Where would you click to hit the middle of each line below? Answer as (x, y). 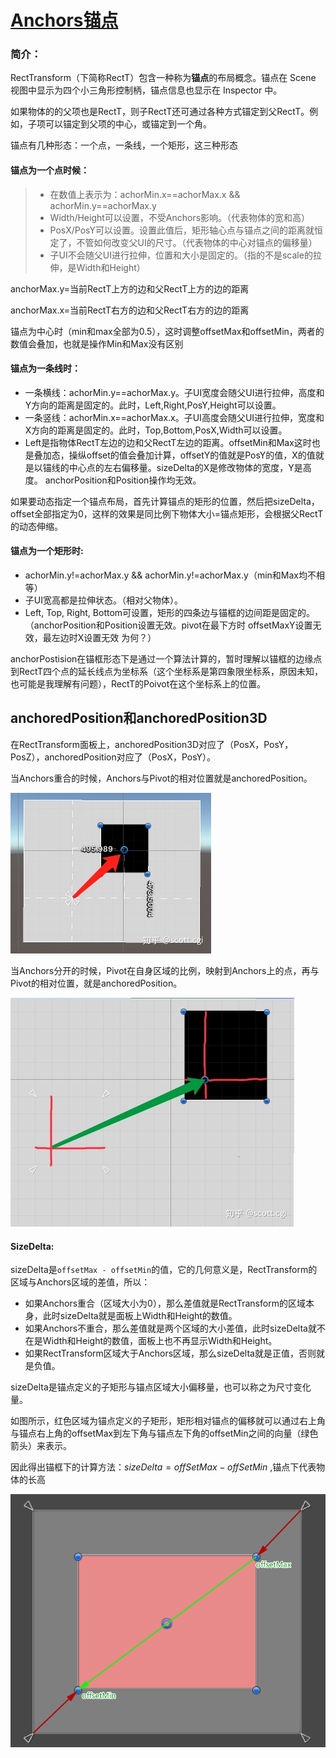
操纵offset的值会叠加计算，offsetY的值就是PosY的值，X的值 (192, 455)
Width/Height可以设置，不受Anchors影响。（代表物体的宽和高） (180, 217)
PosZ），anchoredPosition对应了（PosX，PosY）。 (113, 757)
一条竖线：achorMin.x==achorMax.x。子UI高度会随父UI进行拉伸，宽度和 (174, 417)
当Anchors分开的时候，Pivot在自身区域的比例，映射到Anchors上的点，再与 (165, 970)
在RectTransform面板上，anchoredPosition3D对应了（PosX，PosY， (152, 744)
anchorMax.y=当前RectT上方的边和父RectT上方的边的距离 (130, 288)
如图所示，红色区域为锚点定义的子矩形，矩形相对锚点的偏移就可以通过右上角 (168, 1421)
